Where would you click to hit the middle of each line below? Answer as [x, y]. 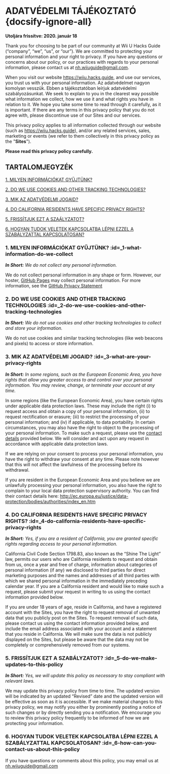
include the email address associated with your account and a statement [81, 628]
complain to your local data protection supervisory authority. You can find [82, 491]
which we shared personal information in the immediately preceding [76, 581]
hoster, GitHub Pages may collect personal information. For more [73, 280]
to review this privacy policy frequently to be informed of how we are [77, 718]
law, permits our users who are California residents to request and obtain [81, 559]
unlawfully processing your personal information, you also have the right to [84, 485]
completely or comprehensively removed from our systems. [68, 644]
